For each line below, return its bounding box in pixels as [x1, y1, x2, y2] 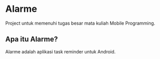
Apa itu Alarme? [5, 35, 58, 44]
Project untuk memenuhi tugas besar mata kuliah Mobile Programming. [5, 20, 155, 26]
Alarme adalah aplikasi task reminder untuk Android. [5, 48, 116, 54]
